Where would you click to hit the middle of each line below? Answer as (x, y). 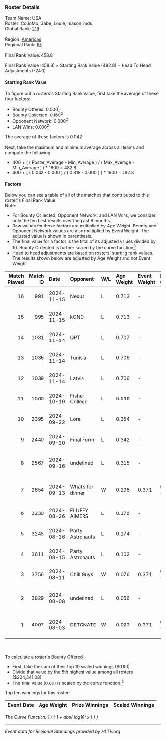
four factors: (18, 99)
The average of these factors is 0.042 (44, 137)
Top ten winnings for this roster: (38, 692)
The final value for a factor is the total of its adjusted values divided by (84, 241)
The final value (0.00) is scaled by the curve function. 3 (68, 682)
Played (16, 282)
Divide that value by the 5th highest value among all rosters (73, 672)
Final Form (82, 439)
